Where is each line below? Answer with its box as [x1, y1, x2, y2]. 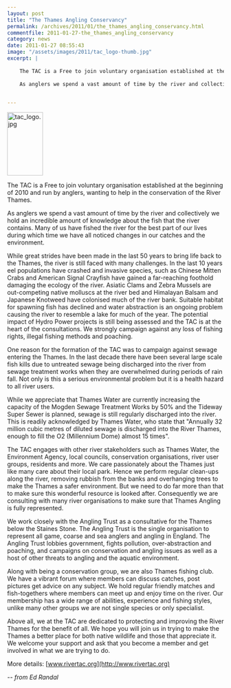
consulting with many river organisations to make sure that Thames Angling [7, 497, 221, 505]
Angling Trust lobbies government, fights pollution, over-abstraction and [7, 539, 212, 548]
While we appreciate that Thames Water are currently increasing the [7, 395, 201, 404]
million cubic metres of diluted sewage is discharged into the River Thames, [7, 425, 221, 433]
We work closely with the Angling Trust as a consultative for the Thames [7, 517, 212, 525]
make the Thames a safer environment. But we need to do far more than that [7, 482, 224, 490]
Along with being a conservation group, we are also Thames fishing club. [7, 567, 214, 576]
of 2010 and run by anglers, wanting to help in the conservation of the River [7, 189, 221, 197]
